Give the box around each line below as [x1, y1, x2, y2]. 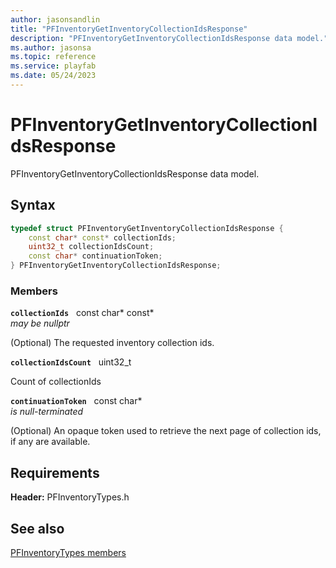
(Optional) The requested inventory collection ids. [10, 337, 215, 349]
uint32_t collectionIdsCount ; [28, 242, 155, 252]
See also [10, 520, 65, 537]
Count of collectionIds [10, 376, 102, 388]
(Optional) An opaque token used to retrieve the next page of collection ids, [10, 425, 322, 437]
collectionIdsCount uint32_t [10, 356, 132, 368]
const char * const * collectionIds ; [28, 232, 177, 243]
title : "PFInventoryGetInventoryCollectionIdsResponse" [10, 24, 248, 34]
